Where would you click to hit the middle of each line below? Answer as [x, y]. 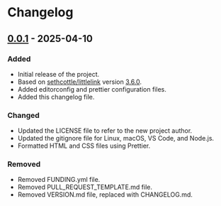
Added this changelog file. [56, 97]
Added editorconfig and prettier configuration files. [92, 89]
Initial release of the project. [58, 74]
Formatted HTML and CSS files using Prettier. [84, 146]
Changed [24, 115]
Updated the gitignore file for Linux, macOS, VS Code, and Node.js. [116, 139]
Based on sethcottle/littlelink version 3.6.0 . [80, 82]
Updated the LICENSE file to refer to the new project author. [105, 131]
